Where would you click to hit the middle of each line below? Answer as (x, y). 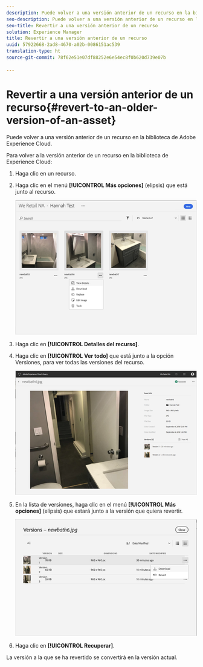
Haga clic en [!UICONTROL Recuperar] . (65, 646)
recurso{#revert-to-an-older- (82, 107)
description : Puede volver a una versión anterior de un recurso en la (98, 13)
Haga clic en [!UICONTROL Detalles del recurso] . (77, 344)
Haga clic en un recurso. (46, 173)
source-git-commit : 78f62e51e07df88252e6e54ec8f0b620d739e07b (86, 57)
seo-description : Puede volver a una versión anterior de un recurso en (100, 19)
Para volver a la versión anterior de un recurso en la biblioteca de (87, 155)
